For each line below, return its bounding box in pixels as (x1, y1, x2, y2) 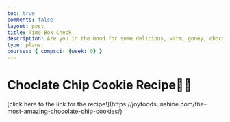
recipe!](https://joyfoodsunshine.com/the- (88, 100, 207, 108)
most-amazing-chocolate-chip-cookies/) (7, 107, 123, 115)
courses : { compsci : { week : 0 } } (7, 48, 103, 55)
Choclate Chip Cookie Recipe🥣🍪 (7, 78, 192, 93)
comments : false (7, 16, 53, 23)
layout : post (7, 22, 44, 29)
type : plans (7, 42, 41, 48)
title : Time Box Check (7, 29, 72, 36)
